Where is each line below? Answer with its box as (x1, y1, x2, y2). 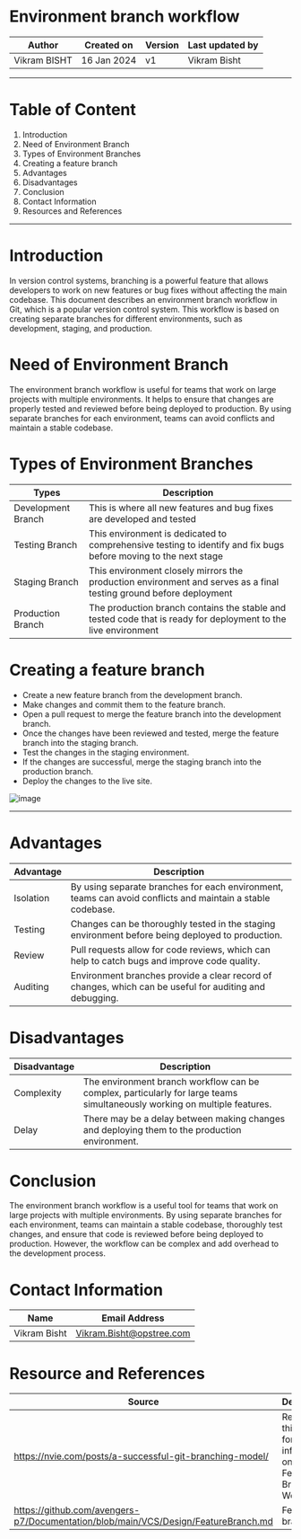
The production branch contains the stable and (88, 601, 287, 614)
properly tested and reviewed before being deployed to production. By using (9, 402, 292, 414)
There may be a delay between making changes (82, 1112, 285, 1125)
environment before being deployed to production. (70, 928, 283, 941)
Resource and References (9, 1363, 206, 1384)
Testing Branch (13, 538, 78, 551)
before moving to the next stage (88, 550, 224, 562)
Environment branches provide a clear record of (70, 969, 272, 981)
